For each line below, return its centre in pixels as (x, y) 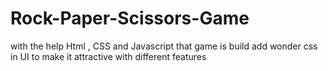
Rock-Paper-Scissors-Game (130, 18)
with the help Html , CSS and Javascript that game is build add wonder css (164, 46)
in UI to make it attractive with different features (108, 56)
